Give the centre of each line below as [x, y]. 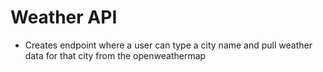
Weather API [64, 17]
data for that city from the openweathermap [115, 55]
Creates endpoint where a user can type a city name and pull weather [168, 45]
